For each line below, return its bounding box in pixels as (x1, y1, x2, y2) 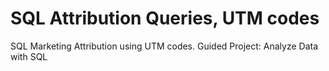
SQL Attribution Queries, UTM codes (10, 7, 320, 30)
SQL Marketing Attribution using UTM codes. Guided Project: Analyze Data (10, 40, 319, 52)
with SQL (10, 50, 48, 62)
